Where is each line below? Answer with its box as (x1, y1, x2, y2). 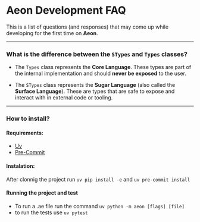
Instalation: (6, 162, 35, 170)
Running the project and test (6, 189, 79, 196)
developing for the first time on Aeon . (6, 29, 98, 36)
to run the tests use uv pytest (14, 209, 88, 216)
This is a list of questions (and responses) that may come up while (6, 23, 168, 30)
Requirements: (6, 129, 43, 136)
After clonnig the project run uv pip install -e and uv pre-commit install (6, 176, 190, 183)
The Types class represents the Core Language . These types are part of (14, 64, 192, 71)
